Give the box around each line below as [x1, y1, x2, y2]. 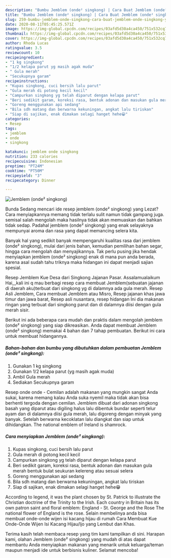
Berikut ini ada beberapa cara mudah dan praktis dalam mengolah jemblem [5, 317, 163, 323]
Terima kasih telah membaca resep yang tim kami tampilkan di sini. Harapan [5, 531, 165, 537]
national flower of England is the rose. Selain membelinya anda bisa [5, 510, 147, 516]
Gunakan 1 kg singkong [12, 363, 62, 369]
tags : [5, 126, 17, 131]
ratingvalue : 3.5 [5, 45, 42, 50]
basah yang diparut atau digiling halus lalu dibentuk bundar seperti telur [5, 406, 156, 412]
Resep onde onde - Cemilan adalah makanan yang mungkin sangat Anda [5, 389, 158, 395]
